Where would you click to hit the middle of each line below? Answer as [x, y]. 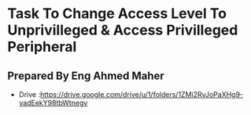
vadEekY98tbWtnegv [53, 103]
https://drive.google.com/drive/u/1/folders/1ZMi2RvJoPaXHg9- [142, 94]
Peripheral [42, 47]
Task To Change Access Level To [117, 14]
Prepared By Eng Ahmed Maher [86, 75]
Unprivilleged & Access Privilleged [123, 30]
